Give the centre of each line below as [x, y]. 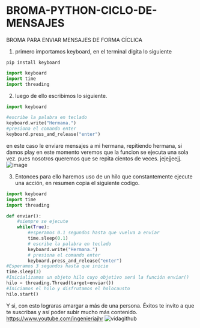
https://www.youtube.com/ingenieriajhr [55, 318]
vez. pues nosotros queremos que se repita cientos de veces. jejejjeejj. [94, 158]
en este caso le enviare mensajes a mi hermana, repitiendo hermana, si [94, 145]
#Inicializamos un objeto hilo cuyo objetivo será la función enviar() [98, 278]
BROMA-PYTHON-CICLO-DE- [82, 11]
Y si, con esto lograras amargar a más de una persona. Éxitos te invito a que [100, 305]
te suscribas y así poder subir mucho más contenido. [72, 312]
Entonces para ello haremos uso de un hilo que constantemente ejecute [104, 176]
